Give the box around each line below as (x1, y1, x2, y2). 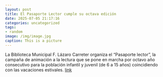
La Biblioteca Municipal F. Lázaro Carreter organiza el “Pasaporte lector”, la (5, 51, 156, 57)
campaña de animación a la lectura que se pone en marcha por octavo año (5, 56, 155, 63)
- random (5, 29, 23, 34)
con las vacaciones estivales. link (5, 67, 72, 73)
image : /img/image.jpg (5, 34, 51, 39)
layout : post (5, 7, 32, 12)
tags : (5, 25, 16, 30)
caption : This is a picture (5, 38, 62, 43)
